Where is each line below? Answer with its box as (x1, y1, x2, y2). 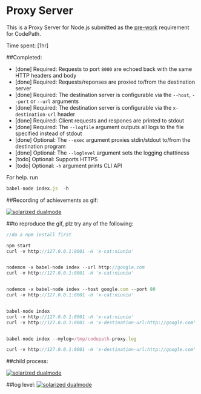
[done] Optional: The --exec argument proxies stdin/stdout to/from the (15, 136, 191, 143)
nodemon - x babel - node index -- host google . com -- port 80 (6, 286, 156, 293)
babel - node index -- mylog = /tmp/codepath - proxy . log (6, 336, 137, 342)
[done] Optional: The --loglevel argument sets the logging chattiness (15, 149, 189, 156)
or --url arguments (30, 98, 79, 105)
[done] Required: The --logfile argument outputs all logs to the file (15, 123, 184, 130)
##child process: (6, 358, 48, 365)
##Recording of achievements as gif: (6, 196, 99, 204)
